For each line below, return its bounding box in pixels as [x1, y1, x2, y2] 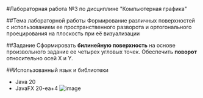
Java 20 [15, 79, 36, 85]
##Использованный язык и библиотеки [6, 66, 109, 74]
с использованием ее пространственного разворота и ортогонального [6, 24, 192, 30]
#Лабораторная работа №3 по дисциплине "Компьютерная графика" [6, 5, 187, 12]
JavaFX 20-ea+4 [15, 85, 59, 92]
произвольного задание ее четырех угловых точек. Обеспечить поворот [6, 48, 197, 55]
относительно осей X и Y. [6, 55, 73, 61]
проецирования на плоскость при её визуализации [6, 30, 140, 37]
